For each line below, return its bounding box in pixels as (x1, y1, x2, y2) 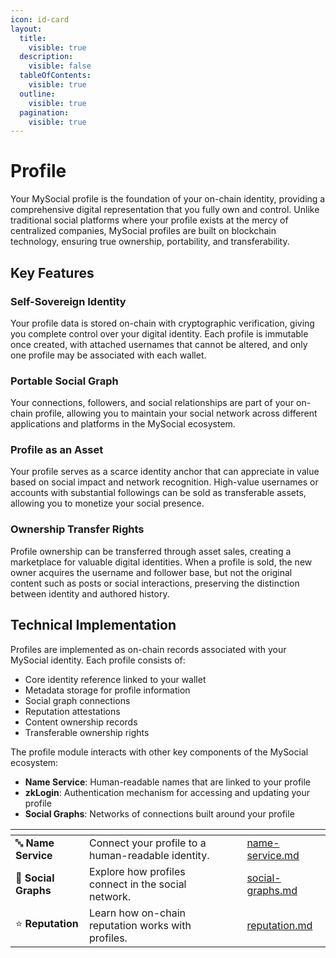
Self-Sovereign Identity (10, 294, 127, 308)
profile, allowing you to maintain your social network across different (34, 407, 318, 420)
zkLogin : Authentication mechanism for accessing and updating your (24, 786, 310, 798)
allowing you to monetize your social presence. (10, 497, 205, 510)
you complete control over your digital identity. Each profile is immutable (10, 327, 309, 340)
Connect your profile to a (88, 836, 207, 850)
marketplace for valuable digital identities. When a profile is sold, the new (10, 556, 313, 568)
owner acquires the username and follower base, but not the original (10, 566, 293, 578)
